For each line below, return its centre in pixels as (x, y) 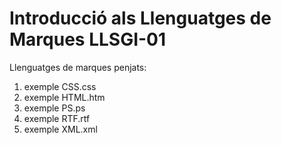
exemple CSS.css (60, 86)
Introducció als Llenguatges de (140, 18)
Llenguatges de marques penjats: (78, 67)
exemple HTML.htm (64, 97)
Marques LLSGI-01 (88, 39)
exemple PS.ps (54, 108)
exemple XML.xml (60, 129)
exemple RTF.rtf (57, 118)
